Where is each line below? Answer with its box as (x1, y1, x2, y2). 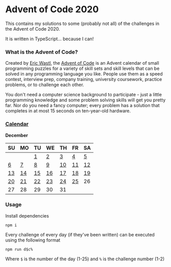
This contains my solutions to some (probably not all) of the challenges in (5, 20, 160, 26)
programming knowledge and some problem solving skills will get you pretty (5, 97, 166, 103)
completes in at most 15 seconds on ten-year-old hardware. (5, 108, 131, 114)
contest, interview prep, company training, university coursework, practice (5, 76, 162, 83)
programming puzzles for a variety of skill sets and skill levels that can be (5, 65, 160, 72)
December (5, 132, 28, 138)
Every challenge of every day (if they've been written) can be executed (5, 231, 155, 237)
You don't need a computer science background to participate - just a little (5, 92, 162, 98)
